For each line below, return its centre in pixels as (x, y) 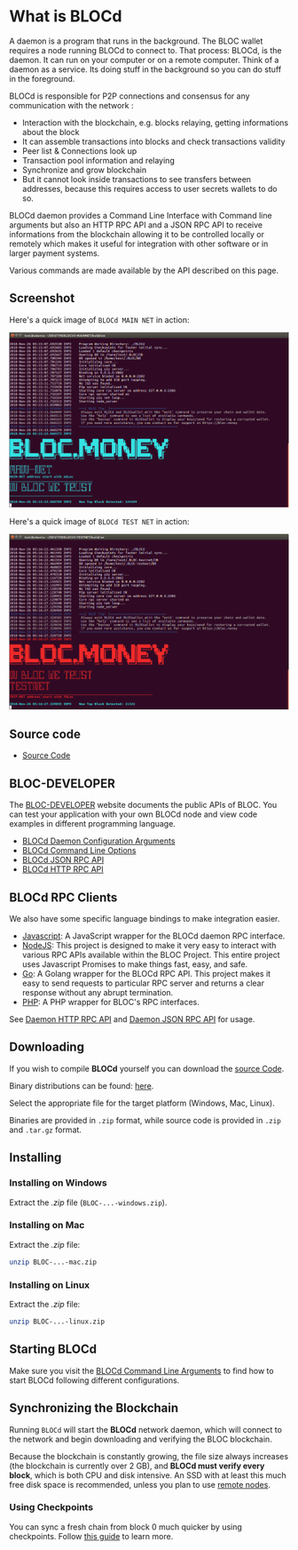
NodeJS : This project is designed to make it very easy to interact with (149, 946)
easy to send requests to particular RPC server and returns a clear (143, 983)
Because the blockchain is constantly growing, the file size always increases (149, 1456)
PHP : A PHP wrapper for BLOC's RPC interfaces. (110, 1003)
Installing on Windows (59, 1183)
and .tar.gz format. (46, 1130)
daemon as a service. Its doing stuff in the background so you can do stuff (145, 69)
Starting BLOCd (53, 1350)
